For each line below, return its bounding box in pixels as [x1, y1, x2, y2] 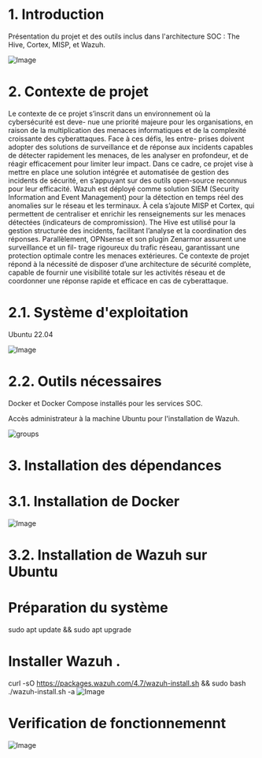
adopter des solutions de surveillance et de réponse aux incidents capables [8, 142, 253, 151]
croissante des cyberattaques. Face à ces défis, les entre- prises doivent [8, 134, 245, 143]
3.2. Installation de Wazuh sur [8, 546, 208, 564]
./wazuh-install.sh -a [8, 686, 76, 696]
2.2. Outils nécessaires [8, 372, 163, 390]
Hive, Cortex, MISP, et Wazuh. [8, 39, 106, 49]
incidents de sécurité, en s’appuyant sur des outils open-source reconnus [8, 176, 248, 185]
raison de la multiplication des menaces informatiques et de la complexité [8, 125, 246, 135]
